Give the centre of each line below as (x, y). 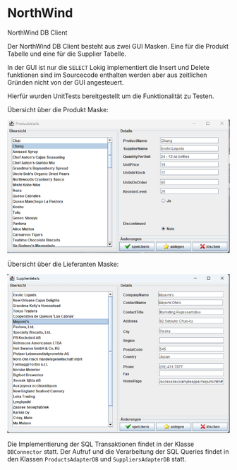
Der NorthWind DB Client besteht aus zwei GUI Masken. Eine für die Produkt (118, 46)
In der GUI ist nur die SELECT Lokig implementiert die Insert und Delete (109, 67)
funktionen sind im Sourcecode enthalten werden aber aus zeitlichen (107, 75)
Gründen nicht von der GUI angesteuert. (66, 82)
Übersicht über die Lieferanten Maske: (63, 264)
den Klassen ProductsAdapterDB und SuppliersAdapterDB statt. (97, 459)
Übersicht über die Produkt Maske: (58, 109)
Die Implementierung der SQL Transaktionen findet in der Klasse (101, 444)
